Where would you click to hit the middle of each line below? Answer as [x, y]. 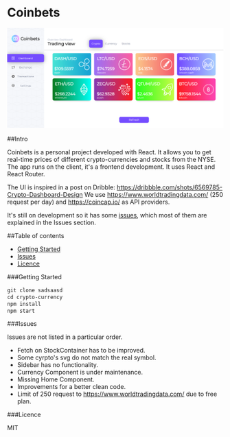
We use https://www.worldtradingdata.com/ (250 [153, 194]
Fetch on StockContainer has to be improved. [81, 350]
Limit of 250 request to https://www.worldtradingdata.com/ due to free [117, 394]
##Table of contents [36, 235]
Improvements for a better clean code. [71, 386]
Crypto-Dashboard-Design [45, 194]
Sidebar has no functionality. [57, 364]
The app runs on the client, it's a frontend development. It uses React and [111, 167]
